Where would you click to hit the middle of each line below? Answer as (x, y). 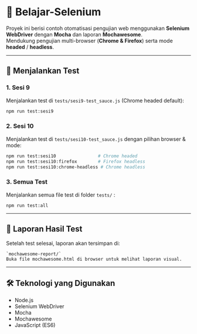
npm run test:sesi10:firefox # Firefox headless (76, 161)
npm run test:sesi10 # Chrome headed (72, 156)
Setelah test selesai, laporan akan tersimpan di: (63, 243)
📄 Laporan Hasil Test (44, 229)
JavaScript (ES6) (35, 325)
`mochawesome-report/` (34, 254)
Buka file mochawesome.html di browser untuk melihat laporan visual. (94, 259)
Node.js (24, 300)
